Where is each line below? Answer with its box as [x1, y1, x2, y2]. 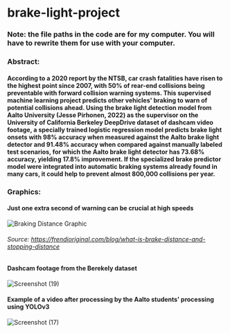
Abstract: [7, 57, 40, 66]
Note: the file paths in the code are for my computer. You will [7, 30, 215, 39]
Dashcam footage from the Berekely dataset [7, 264, 137, 272]
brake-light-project [7, 5, 121, 21]
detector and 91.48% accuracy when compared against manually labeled [7, 140, 223, 148]
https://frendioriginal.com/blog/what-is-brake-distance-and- [30, 235, 206, 244]
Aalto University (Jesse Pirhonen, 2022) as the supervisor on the [7, 111, 199, 119]
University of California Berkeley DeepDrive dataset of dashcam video [7, 118, 213, 126]
